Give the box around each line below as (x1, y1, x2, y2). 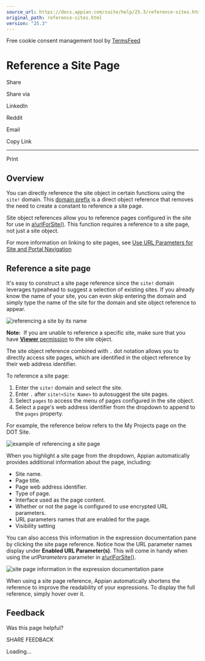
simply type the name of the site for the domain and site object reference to (6, 299, 196, 306)
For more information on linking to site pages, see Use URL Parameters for (6, 239, 193, 246)
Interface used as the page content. (15, 496, 106, 503)
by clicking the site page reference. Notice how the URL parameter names (6, 540, 192, 547)
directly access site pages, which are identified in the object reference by (6, 354, 191, 361)
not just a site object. (6, 227, 59, 235)
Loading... (6, 648, 32, 655)
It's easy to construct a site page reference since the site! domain (6, 279, 174, 287)
